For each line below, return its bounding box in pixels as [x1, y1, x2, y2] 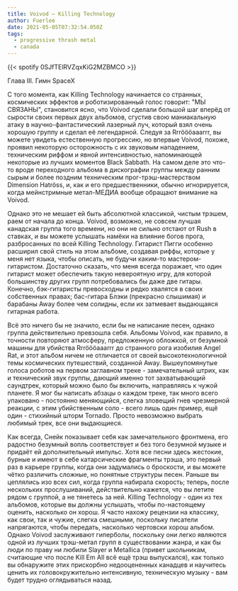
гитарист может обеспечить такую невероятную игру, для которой [7, 270, 211, 278]
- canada [13, 43, 40, 50]
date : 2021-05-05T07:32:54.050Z [7, 23, 103, 30]
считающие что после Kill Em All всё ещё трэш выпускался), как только [7, 553, 225, 561]
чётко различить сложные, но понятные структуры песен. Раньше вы [7, 471, 220, 478]
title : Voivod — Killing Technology [7, 10, 115, 18]
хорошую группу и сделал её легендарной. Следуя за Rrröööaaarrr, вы [7, 128, 222, 136]
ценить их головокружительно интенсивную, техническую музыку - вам [7, 568, 228, 576]
